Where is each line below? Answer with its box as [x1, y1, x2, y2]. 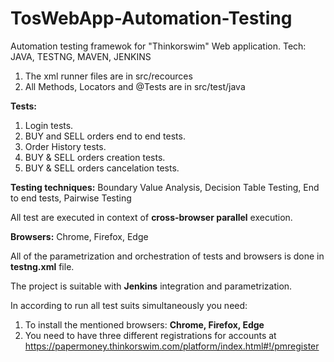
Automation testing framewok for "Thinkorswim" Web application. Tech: [10, 40, 307, 52]
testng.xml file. [10, 260, 75, 272]
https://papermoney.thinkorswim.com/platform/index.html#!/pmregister [24, 340, 320, 352]
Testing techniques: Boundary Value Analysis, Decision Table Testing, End [10, 181, 320, 193]
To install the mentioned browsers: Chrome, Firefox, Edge [24, 318, 265, 331]
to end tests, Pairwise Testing [10, 192, 132, 204]
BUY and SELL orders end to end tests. [24, 130, 186, 142]
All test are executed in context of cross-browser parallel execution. [10, 211, 293, 223]
